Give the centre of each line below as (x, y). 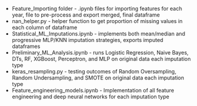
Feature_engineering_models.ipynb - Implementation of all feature (93, 90)
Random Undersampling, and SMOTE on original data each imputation (98, 78)
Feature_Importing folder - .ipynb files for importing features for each (97, 9)
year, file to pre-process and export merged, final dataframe (86, 15)
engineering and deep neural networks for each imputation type (90, 97)
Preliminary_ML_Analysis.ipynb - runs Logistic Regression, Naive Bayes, (100, 52)
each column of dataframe (44, 27)
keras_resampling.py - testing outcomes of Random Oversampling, (94, 71)
